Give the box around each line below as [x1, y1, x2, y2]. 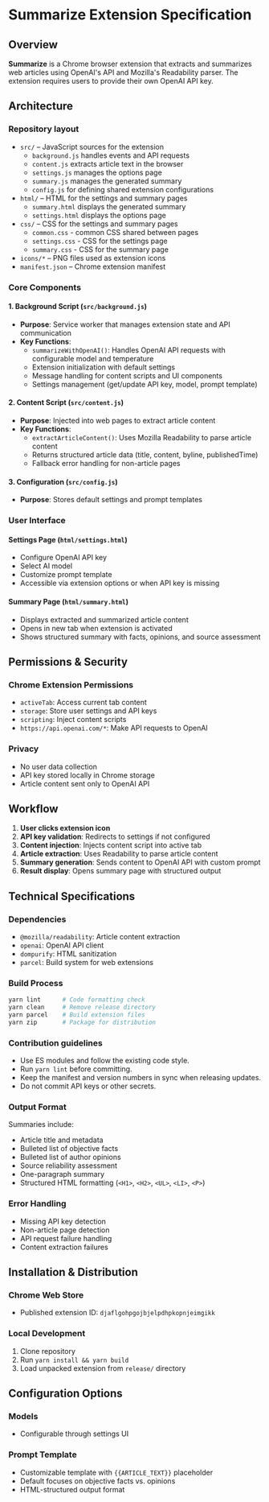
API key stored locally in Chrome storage [19, 770, 155, 780]
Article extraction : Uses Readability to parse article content [19, 849, 218, 859]
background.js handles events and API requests [31, 151, 190, 160]
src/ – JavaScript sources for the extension [19, 142, 165, 151]
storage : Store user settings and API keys [19, 706, 157, 716]
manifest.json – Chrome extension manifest [19, 262, 166, 271]
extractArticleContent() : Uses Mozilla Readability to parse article [31, 433, 251, 443]
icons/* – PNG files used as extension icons [19, 253, 166, 262]
